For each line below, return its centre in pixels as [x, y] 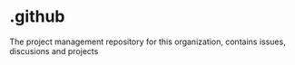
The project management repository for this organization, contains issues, [147, 42]
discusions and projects [54, 51]
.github [37, 17]
